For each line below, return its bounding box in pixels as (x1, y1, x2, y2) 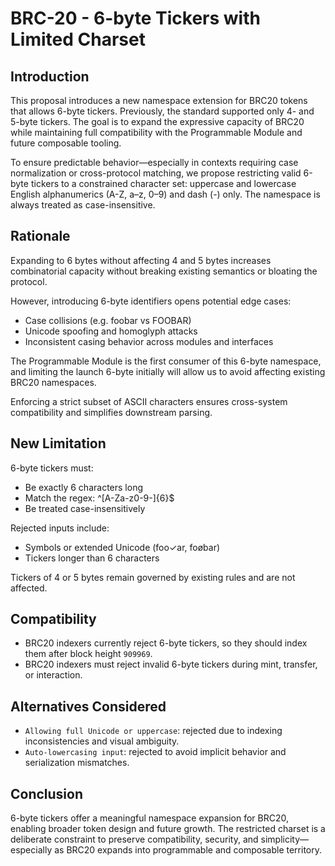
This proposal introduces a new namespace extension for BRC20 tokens (10, 95, 308, 106)
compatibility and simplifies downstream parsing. (10, 406, 213, 418)
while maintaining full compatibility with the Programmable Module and (10, 127, 303, 138)
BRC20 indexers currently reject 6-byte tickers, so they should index (24, 637, 308, 649)
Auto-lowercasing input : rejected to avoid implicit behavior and (24, 746, 287, 758)
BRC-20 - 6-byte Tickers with (10, 7, 261, 30)
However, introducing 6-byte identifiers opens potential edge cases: (10, 295, 292, 307)
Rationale (10, 228, 71, 245)
